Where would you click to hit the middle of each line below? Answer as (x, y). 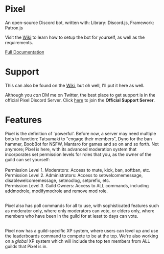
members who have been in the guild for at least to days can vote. (72, 216)
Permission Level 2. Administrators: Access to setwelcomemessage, (74, 175)
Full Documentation (25, 52)
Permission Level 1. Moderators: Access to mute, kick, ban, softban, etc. (78, 170)
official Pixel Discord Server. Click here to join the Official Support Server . (80, 100)
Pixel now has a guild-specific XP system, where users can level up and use (82, 230)
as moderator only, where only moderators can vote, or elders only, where (80, 211)
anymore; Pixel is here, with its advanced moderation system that (71, 149)
